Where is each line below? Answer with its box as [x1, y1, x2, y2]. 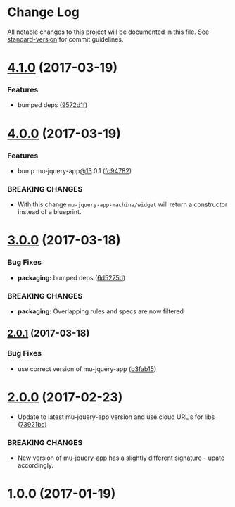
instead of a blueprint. [17, 208, 82, 216]
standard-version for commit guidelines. [7, 35, 124, 43]
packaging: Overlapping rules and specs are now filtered [17, 307, 184, 315]
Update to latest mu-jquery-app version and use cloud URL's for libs [17, 413, 215, 421]
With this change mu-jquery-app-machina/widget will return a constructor [17, 200, 228, 208]
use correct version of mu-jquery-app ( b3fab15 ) [17, 364, 157, 373]
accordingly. [17, 461, 54, 469]
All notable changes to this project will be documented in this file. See [7, 27, 210, 36]
